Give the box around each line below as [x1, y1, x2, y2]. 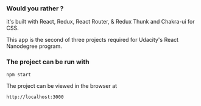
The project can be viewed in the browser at [6, 82, 118, 89]
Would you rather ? [6, 4, 64, 13]
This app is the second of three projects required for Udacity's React [6, 36, 178, 44]
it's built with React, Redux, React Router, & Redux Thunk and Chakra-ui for [6, 18, 195, 25]
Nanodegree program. [6, 42, 62, 50]
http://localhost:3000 [6, 94, 64, 100]
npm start [6, 71, 32, 78]
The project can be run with [6, 58, 90, 66]
